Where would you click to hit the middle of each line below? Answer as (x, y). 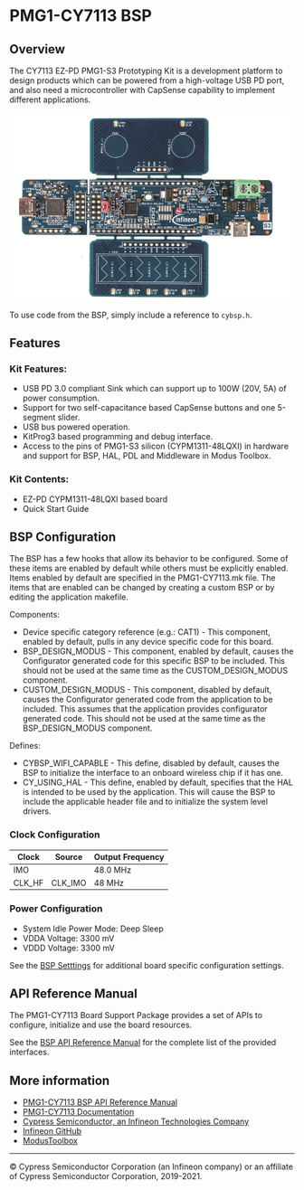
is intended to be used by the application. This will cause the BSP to (149, 792)
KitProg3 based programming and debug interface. (118, 437)
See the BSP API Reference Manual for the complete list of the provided (143, 1043)
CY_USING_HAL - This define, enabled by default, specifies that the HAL (158, 782)
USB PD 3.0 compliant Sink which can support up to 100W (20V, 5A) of (154, 389)
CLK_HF (28, 883)
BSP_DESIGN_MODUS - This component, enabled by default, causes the (158, 651)
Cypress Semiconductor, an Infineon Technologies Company (136, 1121)
